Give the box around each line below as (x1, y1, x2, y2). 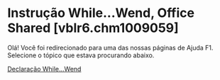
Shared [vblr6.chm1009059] (7, 20, 179, 36)
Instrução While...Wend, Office (7, 5, 195, 21)
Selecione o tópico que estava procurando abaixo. (7, 51, 155, 59)
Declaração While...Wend (7, 64, 82, 73)
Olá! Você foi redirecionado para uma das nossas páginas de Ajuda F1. (7, 43, 214, 52)
